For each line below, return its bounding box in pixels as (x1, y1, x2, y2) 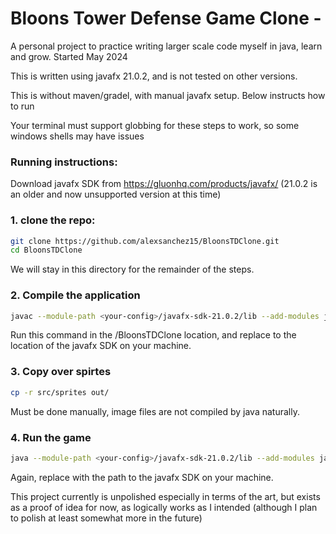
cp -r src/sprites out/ (10, 387, 110, 397)
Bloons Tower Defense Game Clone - (10, 7, 322, 30)
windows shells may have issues (10, 130, 145, 142)
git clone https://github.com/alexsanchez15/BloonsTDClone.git (10, 236, 280, 246)
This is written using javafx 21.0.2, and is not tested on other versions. (10, 70, 298, 82)
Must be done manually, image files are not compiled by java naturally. (10, 405, 300, 417)
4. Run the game (10, 430, 92, 444)
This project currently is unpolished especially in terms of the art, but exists (10, 490, 321, 502)
